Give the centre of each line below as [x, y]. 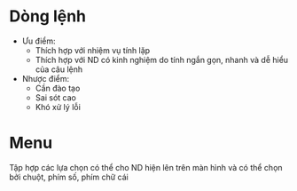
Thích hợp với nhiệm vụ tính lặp [93, 50]
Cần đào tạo [58, 88]
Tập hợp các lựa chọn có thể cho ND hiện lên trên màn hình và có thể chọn [146, 167]
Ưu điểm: [39, 41]
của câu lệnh [59, 69]
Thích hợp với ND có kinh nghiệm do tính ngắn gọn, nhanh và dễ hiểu [162, 60]
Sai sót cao [56, 97]
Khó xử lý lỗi [58, 107]
